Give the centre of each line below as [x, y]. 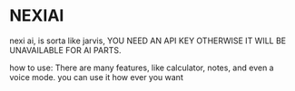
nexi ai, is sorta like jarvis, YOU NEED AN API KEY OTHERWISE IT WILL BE [148, 41]
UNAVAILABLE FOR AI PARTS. [65, 50]
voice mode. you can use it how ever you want [96, 77]
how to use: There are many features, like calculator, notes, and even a [142, 68]
